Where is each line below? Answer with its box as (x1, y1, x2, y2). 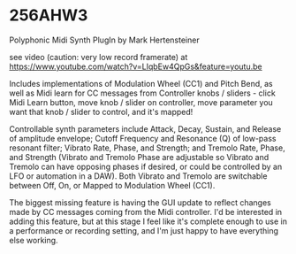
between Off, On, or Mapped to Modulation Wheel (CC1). (9, 180, 216, 190)
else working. (9, 235, 59, 245)
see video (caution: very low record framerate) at (9, 51, 188, 62)
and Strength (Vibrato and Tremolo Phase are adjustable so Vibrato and (9, 151, 269, 162)
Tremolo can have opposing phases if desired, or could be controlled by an (9, 161, 283, 172)
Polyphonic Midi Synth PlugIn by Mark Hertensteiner (9, 35, 201, 45)
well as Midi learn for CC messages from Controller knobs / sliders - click (9, 88, 276, 98)
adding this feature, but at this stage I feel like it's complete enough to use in (9, 216, 287, 227)
